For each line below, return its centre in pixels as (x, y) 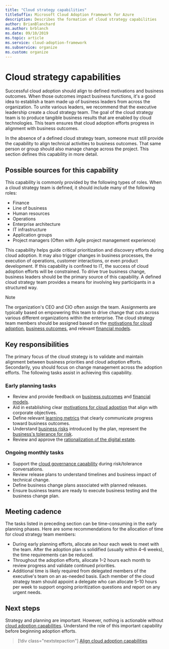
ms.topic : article (24, 38)
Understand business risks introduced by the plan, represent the (79, 429)
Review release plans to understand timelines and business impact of (84, 474)
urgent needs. (27, 593)
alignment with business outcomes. (42, 129)
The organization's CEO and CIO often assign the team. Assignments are (81, 307)
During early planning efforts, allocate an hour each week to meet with (86, 544)
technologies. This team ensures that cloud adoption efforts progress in (80, 123)
